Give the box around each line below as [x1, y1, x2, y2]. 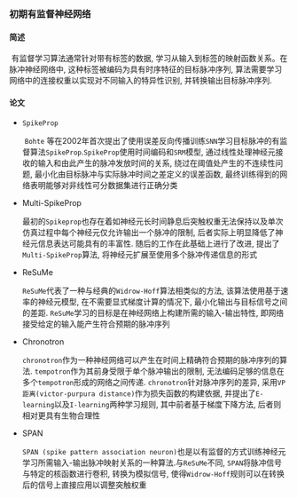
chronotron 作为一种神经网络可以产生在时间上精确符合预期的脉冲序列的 [21, 355, 280, 366]
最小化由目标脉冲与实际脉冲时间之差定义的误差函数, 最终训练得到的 [34, 169, 280, 179]
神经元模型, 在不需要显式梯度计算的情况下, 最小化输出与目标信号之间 [37, 296, 288, 307]
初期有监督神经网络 [9, 7, 91, 20]
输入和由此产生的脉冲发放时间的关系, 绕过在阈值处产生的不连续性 [37, 158, 276, 169]
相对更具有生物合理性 [21, 410, 100, 421]
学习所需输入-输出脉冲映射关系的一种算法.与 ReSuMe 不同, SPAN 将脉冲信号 [21, 457, 282, 468]
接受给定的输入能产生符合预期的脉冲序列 [21, 319, 170, 329]
